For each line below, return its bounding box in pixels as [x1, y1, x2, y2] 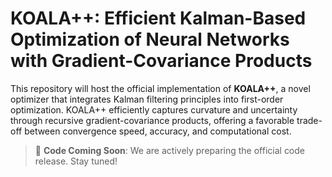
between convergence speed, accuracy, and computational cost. [24, 125, 292, 137]
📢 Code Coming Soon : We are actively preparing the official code [34, 144, 306, 156]
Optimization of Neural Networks [10, 28, 290, 51]
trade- [296, 114, 323, 126]
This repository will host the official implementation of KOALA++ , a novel [10, 82, 311, 94]
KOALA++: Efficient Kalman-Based [10, 7, 307, 30]
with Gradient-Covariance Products [10, 50, 313, 72]
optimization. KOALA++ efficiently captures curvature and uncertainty [10, 103, 298, 116]
